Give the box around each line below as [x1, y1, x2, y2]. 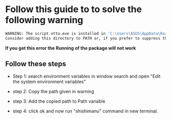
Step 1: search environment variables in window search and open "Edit [12, 73, 161, 79]
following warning [5, 14, 83, 26]
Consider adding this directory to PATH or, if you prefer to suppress [5, 35, 160, 41]
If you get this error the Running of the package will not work [5, 45, 136, 51]
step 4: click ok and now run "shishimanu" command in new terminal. [12, 108, 158, 114]
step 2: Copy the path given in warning [12, 88, 94, 94]
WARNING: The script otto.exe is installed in [5, 31, 106, 36]
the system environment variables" [12, 78, 86, 85]
